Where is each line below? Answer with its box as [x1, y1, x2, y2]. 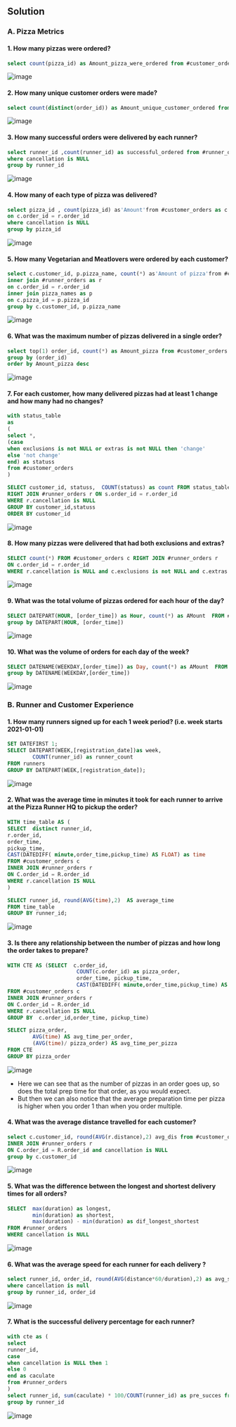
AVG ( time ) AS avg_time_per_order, [32, 1034, 133, 1041]
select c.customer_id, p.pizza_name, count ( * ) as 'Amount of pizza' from [7, 270, 221, 277]
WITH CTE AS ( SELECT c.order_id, [7, 962, 109, 969]
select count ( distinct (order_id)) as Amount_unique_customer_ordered [7, 104, 216, 111]
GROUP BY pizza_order [7, 1053, 71, 1060]
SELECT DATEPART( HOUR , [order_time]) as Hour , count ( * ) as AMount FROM [7, 612, 225, 619]
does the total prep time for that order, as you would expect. [17, 1086, 192, 1095]
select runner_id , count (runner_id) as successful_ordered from [7, 148, 199, 156]
